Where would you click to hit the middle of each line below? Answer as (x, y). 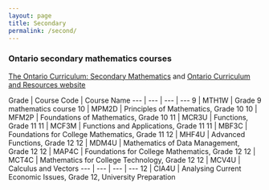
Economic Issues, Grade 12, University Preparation (92, 176)
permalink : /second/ (43, 30)
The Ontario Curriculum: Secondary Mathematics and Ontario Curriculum (129, 76)
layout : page (30, 16)
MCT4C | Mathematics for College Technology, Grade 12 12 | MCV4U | (124, 160)
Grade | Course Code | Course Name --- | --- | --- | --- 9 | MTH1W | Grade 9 (135, 100)
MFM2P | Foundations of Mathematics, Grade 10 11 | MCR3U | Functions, (128, 117)
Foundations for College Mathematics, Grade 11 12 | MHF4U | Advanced (127, 134)
